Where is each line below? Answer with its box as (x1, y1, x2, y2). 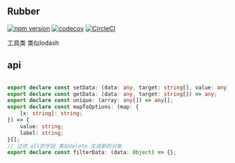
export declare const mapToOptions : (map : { (7, 104, 139, 111)
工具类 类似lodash (7, 38, 59, 47)
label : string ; (20, 129, 64, 136)
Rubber (7, 6, 41, 17)
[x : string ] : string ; (20, 110, 83, 118)
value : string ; (20, 122, 64, 130)
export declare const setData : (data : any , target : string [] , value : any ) (7, 84, 230, 91)
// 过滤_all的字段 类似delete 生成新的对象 (7, 143, 122, 150)
